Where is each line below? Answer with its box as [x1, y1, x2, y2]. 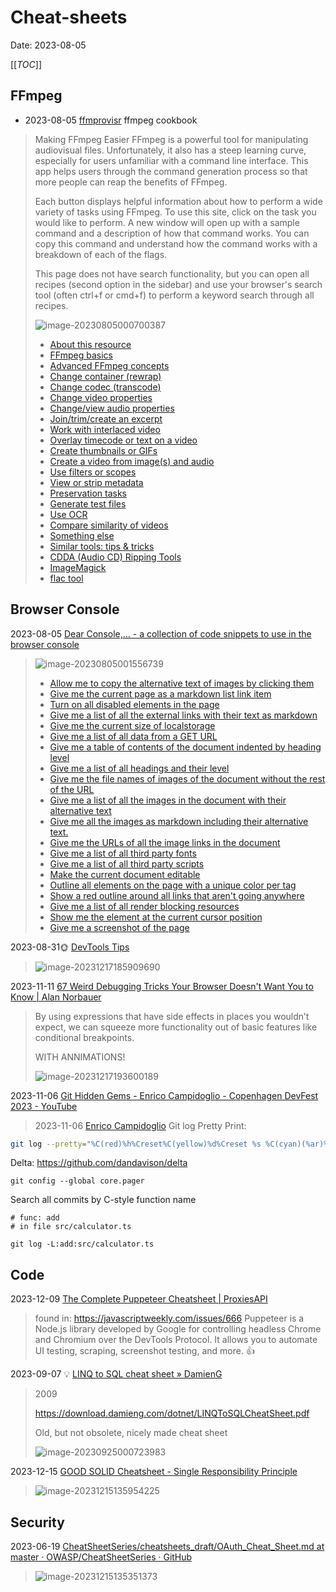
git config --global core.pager [10, 1176, 145, 1186]
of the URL [49, 783, 95, 795]
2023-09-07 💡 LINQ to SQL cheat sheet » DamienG [10, 1368, 223, 1380]
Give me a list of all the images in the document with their [49, 794, 287, 806]
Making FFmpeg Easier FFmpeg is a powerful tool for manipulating [34, 133, 309, 145]
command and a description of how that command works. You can [34, 227, 310, 239]
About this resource [49, 338, 132, 350]
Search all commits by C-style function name [10, 1194, 197, 1206]
